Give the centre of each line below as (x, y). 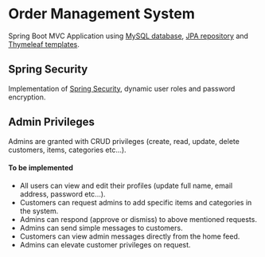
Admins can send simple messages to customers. (101, 228)
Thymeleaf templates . (44, 44)
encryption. (27, 97)
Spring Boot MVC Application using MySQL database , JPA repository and (129, 36)
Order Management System (101, 14)
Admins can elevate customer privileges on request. (105, 244)
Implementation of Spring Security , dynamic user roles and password (122, 88)
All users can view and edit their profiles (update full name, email (126, 185)
